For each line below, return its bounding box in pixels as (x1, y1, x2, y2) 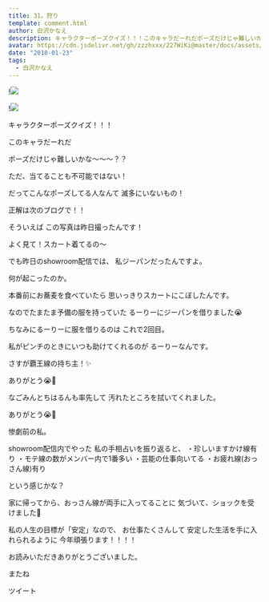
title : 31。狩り (8, 11, 59, 20)
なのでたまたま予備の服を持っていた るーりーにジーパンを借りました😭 (8, 307, 243, 317)
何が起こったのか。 (8, 273, 71, 283)
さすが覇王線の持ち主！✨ (8, 358, 92, 368)
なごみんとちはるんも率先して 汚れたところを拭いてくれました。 (8, 392, 220, 402)
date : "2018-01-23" (8, 49, 74, 57)
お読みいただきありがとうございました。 (8, 551, 142, 561)
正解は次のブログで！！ (8, 205, 86, 215)
